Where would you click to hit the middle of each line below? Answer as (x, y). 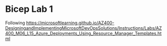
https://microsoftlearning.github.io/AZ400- (70, 23)
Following (15, 23)
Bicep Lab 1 (29, 9)
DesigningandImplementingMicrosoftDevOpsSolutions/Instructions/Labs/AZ (83, 28)
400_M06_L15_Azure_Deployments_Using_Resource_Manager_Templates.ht (83, 33)
